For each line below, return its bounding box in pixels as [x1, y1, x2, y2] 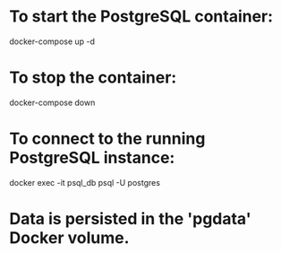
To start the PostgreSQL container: [9, 6, 274, 27]
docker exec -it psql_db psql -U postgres [9, 177, 161, 188]
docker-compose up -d [9, 36, 96, 47]
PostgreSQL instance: [9, 148, 175, 168]
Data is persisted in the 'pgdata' [9, 209, 252, 229]
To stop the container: [9, 67, 177, 88]
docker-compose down [9, 97, 96, 108]
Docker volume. [9, 228, 130, 248]
